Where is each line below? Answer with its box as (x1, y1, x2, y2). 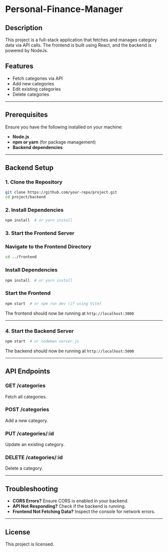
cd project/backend (5, 195, 46, 200)
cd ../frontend (5, 254, 37, 259)
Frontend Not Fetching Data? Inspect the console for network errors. (12, 508, 156, 515)
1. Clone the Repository (5, 178, 62, 185)
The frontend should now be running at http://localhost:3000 (5, 310, 134, 316)
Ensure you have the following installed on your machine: (5, 124, 123, 130)
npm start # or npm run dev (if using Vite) (5, 301, 101, 306)
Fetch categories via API (12, 75, 63, 81)
